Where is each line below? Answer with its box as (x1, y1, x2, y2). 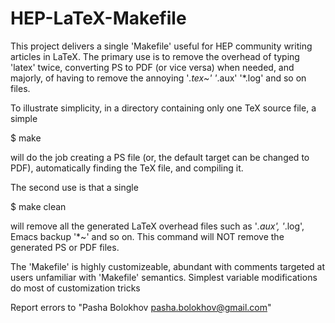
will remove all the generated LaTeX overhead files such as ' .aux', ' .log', (10, 220, 305, 232)
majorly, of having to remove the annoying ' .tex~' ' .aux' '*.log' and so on (10, 72, 307, 84)
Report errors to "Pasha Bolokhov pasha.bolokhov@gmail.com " (10, 301, 272, 313)
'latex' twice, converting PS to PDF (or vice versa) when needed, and (10, 61, 295, 73)
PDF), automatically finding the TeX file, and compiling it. (10, 162, 244, 174)
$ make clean (10, 200, 67, 212)
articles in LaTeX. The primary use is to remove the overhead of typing (10, 50, 300, 62)
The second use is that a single (10, 181, 139, 193)
